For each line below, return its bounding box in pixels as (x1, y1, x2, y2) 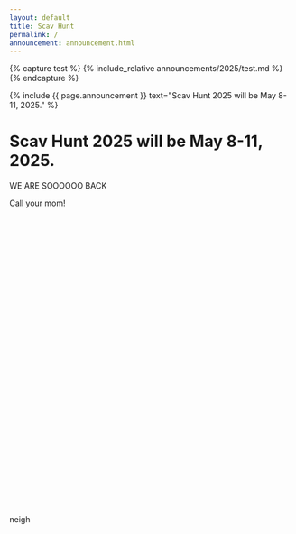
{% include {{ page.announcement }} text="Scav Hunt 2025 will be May (9, 90, 277, 101)
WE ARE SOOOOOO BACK (9, 180, 107, 191)
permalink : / (9, 30, 59, 39)
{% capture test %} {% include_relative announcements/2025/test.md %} (9, 63, 283, 74)
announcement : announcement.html (9, 38, 135, 48)
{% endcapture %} (9, 73, 79, 84)
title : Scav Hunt (9, 22, 75, 31)
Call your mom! (9, 198, 66, 208)
